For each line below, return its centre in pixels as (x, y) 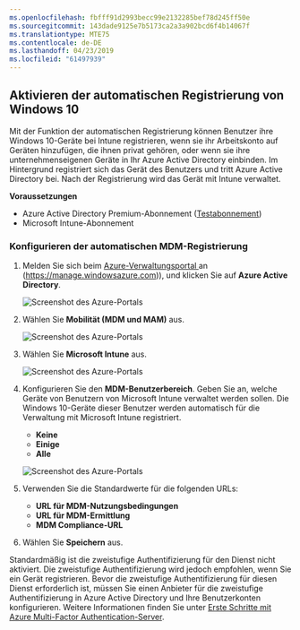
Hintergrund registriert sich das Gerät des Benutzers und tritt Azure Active (146, 169)
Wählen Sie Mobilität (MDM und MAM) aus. (103, 320)
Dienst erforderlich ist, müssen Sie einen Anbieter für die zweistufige (137, 589)
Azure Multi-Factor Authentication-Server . (87, 617)
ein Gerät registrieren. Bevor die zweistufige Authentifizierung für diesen (143, 579)
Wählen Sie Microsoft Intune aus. (85, 354)
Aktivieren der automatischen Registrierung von (147, 95)
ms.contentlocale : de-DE (56, 43)
